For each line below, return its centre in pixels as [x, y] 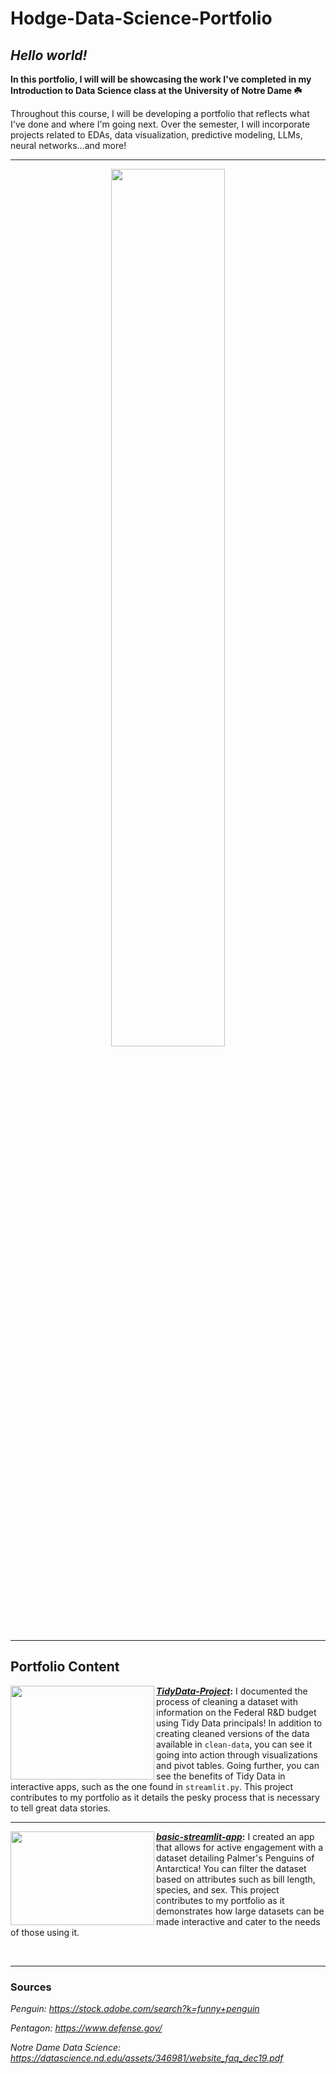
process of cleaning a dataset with [227, 1701]
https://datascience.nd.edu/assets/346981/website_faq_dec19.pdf [147, 2058]
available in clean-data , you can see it [234, 1744]
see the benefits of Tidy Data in [221, 1776]
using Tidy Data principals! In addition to [239, 1723]
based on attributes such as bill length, [236, 1879]
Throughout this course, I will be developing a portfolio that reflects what [160, 113]
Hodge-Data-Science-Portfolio [141, 18]
